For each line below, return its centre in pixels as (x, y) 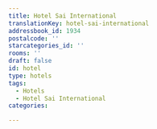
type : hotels (30, 76)
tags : (17, 83)
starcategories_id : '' (46, 46)
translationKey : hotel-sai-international (79, 23)
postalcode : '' (34, 38)
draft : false (30, 61)
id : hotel (25, 69)
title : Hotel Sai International (62, 16)
